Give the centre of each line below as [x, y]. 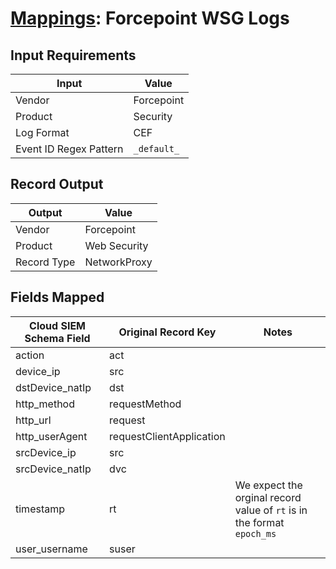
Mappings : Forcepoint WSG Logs [150, 18]
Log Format [42, 132]
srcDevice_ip [46, 452]
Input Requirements [73, 55]
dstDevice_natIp [53, 387]
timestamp [40, 509]
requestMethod [145, 404]
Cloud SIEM [57, 325]
